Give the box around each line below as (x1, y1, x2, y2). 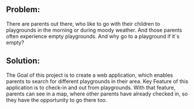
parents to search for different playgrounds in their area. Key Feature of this (6, 77, 189, 84)
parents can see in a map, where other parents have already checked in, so (6, 90, 188, 97)
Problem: (6, 5, 40, 15)
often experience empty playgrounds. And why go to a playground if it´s (6, 32, 180, 40)
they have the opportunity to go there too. (6, 96, 107, 103)
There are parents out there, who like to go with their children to (6, 20, 160, 27)
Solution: (6, 56, 40, 66)
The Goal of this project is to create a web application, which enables (6, 71, 173, 79)
